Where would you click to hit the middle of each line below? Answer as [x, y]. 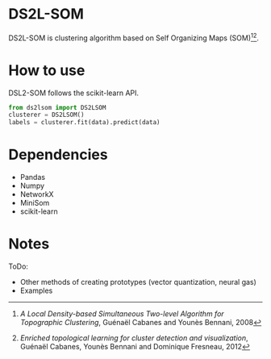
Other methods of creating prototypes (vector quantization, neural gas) [138, 282]
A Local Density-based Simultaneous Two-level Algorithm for [122, 314]
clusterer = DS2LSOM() [46, 115]
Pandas [33, 177]
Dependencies [58, 155]
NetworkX [37, 194]
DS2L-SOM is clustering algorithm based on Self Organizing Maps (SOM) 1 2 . [134, 37]
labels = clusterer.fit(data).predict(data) [84, 123]
